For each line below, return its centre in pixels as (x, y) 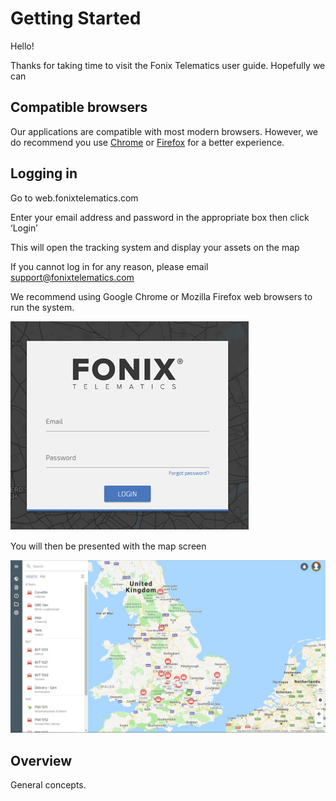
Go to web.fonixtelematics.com (74, 198)
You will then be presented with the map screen (108, 546)
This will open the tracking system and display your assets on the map (155, 247)
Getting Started (76, 18)
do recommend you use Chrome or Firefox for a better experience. (147, 142)
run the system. (42, 307)
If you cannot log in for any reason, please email (109, 266)
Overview (41, 760)
